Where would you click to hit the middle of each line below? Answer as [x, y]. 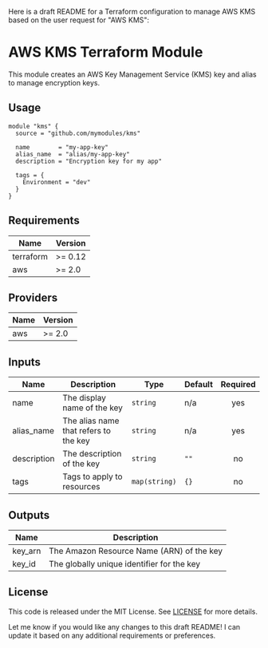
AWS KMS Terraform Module [106, 52]
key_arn [27, 551]
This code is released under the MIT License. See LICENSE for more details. [133, 611]
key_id [24, 564]
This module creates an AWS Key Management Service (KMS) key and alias [132, 74]
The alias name [91, 421]
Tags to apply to [93, 476]
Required [238, 385]
